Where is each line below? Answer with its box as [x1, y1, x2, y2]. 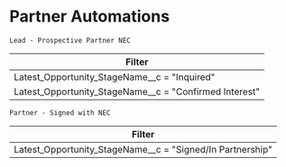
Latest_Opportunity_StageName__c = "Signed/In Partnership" [14, 143, 272, 155]
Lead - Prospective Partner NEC [9, 36, 131, 45]
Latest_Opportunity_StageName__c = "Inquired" [14, 70, 216, 83]
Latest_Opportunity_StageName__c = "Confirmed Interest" [14, 85, 260, 98]
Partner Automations [9, 6, 170, 27]
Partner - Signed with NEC [9, 108, 111, 118]
